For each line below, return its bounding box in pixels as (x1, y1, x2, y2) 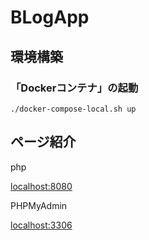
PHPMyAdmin (10, 199, 68, 211)
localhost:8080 (10, 180, 73, 192)
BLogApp (10, 6, 90, 29)
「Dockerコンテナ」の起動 (10, 81, 139, 95)
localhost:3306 (10, 219, 73, 231)
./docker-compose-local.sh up (10, 104, 137, 114)
